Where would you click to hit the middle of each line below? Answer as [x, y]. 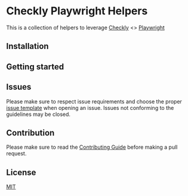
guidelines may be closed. [38, 114]
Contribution [30, 133]
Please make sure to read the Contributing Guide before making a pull [92, 147]
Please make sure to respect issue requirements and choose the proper [94, 101]
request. [16, 154]
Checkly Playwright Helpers [77, 11]
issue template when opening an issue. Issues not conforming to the [90, 108]
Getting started [35, 67]
